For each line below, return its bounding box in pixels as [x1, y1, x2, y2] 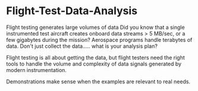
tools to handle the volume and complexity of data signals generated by [6, 60, 182, 67]
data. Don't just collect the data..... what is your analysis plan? [6, 43, 158, 50]
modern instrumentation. [6, 66, 67, 73]
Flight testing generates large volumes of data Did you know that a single [6, 24, 186, 31]
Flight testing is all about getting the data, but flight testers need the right [6, 54, 186, 61]
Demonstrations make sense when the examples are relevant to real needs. [6, 78, 191, 85]
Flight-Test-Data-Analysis [6, 4, 138, 18]
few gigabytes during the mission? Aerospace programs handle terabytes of [6, 36, 193, 43]
